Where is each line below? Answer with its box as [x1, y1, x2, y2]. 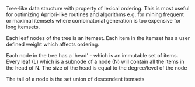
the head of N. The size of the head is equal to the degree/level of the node [6, 64, 187, 71]
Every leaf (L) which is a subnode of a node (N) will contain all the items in [6, 58, 185, 65]
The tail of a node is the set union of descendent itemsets [6, 75, 145, 82]
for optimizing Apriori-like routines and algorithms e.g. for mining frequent [6, 11, 184, 18]
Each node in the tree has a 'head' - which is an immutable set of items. [6, 52, 179, 59]
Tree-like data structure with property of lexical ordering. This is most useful [6, 5, 190, 12]
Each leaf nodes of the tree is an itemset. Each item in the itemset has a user [6, 35, 190, 41]
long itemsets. [6, 23, 40, 30]
